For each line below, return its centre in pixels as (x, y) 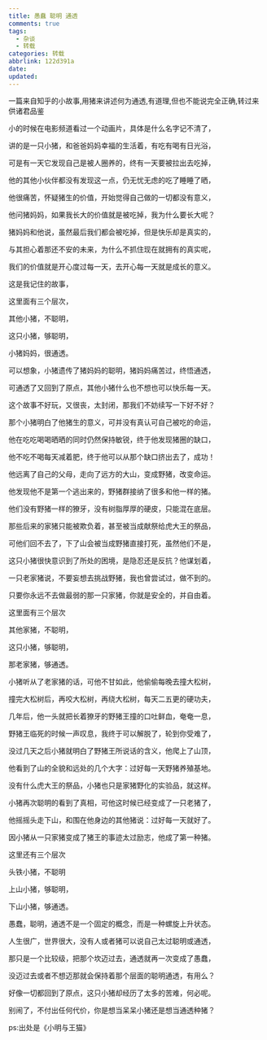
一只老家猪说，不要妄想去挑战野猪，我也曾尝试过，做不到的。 (112, 578)
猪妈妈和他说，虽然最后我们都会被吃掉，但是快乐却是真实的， (112, 232)
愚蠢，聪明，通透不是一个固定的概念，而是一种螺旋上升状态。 (112, 924)
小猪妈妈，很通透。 (41, 353)
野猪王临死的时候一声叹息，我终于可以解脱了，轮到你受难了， (112, 733)
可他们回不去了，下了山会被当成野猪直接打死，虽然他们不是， (112, 543)
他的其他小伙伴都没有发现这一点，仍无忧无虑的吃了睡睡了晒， (112, 180)
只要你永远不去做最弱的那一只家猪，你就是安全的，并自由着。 (112, 595)
